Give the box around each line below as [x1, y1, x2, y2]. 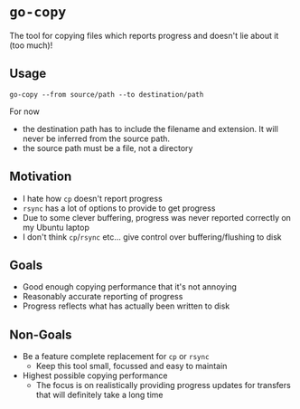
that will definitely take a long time [35, 389, 164, 401]
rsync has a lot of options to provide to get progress [22, 203, 216, 214]
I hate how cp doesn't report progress [22, 193, 163, 204]
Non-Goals [9, 327, 72, 342]
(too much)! [9, 40, 53, 51]
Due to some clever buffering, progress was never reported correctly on [22, 212, 292, 223]
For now [9, 106, 41, 117]
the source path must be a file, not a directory [22, 142, 193, 153]
